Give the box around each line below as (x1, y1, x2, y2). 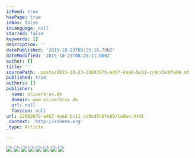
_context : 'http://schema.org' (6, 119, 84, 125)
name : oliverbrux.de (11, 91, 62, 97)
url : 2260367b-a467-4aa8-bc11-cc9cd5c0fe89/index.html (6, 113, 145, 119)
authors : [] (6, 80, 36, 86)
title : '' (6, 63, 31, 70)
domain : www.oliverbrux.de (11, 96, 78, 102)
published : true (6, 75, 46, 80)
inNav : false (6, 20, 39, 25)
